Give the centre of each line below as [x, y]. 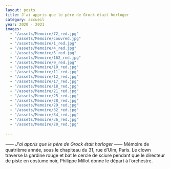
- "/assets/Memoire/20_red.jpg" [45, 124]
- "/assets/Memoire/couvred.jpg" [46, 39]
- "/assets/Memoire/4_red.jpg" [43, 48]
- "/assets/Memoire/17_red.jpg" [45, 81]
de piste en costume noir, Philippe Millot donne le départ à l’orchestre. [79, 161]
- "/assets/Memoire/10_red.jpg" [45, 67]
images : [14, 29]
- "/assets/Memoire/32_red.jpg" [45, 110]
